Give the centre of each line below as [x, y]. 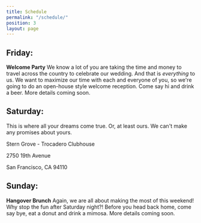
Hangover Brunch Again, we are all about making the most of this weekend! [100, 200]
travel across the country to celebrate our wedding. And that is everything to [101, 74]
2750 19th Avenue [28, 155]
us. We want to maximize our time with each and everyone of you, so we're [99, 80]
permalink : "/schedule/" [37, 17]
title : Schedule [26, 12]
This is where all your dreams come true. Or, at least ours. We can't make [97, 126]
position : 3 [21, 23]
